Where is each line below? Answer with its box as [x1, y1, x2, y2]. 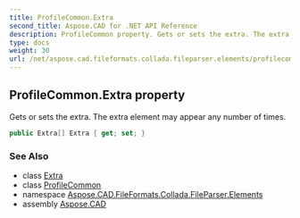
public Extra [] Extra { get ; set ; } [9, 129, 146, 138]
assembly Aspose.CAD [21, 198, 107, 209]
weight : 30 [9, 46, 50, 55]
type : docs [9, 38, 50, 47]
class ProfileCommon [21, 180, 102, 190]
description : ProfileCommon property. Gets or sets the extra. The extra [9, 29, 290, 38]
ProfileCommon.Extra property [9, 88, 186, 103]
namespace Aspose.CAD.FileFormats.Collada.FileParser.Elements [21, 189, 263, 199]
